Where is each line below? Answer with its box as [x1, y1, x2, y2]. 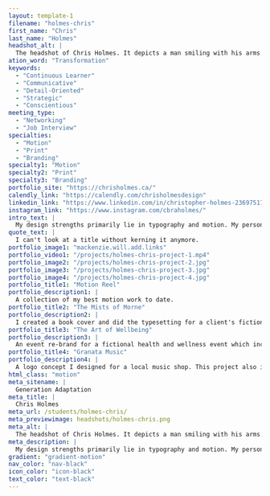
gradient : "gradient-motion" [8, 453, 106, 461]
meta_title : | [8, 393, 56, 401]
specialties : [8, 131, 52, 139]
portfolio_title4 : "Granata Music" [8, 348, 128, 356]
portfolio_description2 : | [8, 310, 99, 318]
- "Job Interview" [15, 124, 78, 132]
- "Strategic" [15, 94, 63, 102]
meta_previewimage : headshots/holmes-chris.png [8, 416, 171, 424]
